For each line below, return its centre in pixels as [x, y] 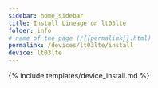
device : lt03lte [35, 53]
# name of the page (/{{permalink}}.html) [80, 38]
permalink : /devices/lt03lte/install [71, 46]
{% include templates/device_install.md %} [79, 76]
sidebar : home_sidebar [46, 16]
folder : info [30, 30]
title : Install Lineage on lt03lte [67, 23]
